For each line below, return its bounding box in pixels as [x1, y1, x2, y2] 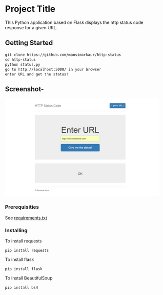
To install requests [5, 238, 42, 244]
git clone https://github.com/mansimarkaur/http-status [5, 52, 121, 57]
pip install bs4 [5, 285, 38, 290]
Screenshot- [5, 85, 44, 93]
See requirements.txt [5, 215, 47, 221]
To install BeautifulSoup [5, 275, 53, 281]
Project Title [5, 3, 56, 15]
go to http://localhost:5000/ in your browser [5, 67, 102, 72]
